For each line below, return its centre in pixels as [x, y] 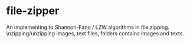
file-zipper [33, 11]
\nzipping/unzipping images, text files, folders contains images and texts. [95, 33]
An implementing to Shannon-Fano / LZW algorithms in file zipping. [88, 27]
